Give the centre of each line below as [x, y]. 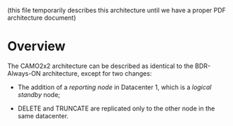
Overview [36, 46]
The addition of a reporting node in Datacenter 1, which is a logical [114, 87]
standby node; [39, 94]
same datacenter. [43, 115]
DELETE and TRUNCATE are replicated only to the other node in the [116, 108]
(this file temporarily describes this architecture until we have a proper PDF [117, 10]
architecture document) [42, 18]
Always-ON [24, 73]
